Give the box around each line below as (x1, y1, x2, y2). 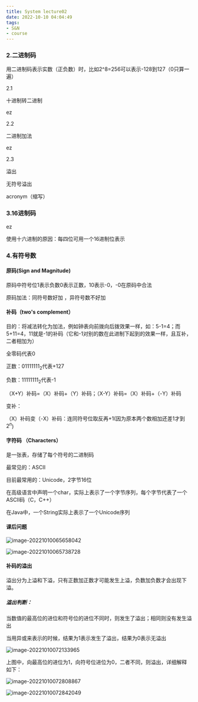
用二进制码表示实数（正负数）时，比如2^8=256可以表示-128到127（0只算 (6, 66, 184, 73)
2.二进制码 (6, 51, 37, 60)
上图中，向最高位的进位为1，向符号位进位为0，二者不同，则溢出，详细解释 (6, 658, 187, 665)
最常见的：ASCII (6, 463, 46, 471)
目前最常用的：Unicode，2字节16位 (6, 476, 93, 483)
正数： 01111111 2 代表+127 (6, 363, 65, 371)
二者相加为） (6, 338, 37, 345)
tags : (6, 19, 19, 25)
